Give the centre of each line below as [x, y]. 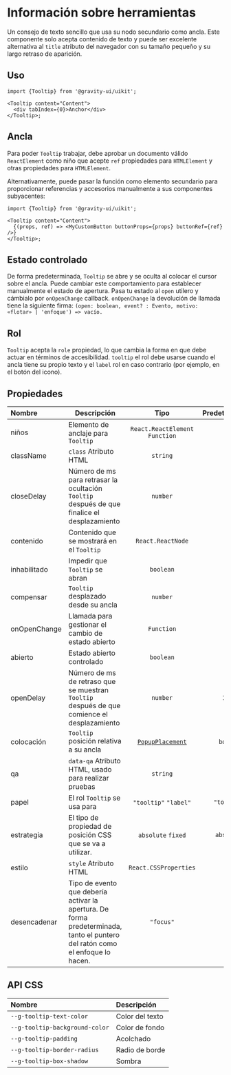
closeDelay [29, 496]
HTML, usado [90, 769]
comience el [88, 714]
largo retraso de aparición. [45, 54]
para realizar [89, 778]
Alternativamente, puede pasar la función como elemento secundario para [112, 181]
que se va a [87, 844]
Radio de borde [141, 1049]
